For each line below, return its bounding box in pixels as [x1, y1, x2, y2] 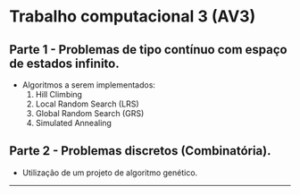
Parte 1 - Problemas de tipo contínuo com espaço [9, 42, 287, 57]
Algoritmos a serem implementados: [21, 80, 156, 90]
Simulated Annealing [35, 118, 112, 128]
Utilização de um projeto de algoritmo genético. [21, 167, 198, 178]
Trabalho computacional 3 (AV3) [9, 6, 256, 27]
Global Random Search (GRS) [35, 108, 145, 118]
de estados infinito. [9, 55, 120, 71]
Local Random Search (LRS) [35, 98, 139, 109]
